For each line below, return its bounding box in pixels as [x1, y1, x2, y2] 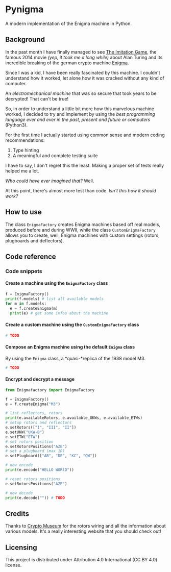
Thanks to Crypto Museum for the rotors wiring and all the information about [5, 523, 166, 529]
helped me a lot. [5, 167, 39, 174]
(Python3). [5, 121, 28, 128]
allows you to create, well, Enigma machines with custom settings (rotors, [5, 232, 160, 238]
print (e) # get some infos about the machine [10, 310, 109, 316]
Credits [5, 509, 30, 518]
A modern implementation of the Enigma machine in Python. [5, 20, 132, 27]
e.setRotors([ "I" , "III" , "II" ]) [5, 425, 77, 430]
